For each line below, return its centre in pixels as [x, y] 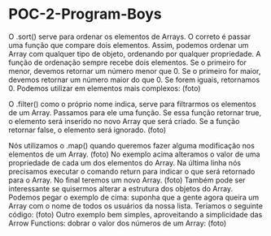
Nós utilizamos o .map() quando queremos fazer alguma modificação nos [131, 145]
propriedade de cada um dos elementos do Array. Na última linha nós [125, 162]
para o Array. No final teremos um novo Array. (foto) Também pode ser [127, 180]
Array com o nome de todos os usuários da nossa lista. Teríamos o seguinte [135, 206]
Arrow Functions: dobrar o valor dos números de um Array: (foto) [118, 223]
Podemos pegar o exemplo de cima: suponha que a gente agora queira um [133, 197]
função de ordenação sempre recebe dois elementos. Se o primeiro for [127, 62]
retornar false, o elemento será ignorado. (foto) [87, 130]
